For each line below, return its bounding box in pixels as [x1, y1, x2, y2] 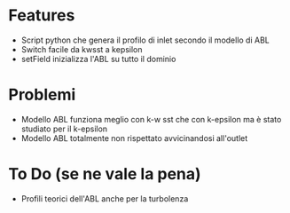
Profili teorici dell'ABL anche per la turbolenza [20, 193, 189, 204]
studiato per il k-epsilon [20, 123, 108, 134]
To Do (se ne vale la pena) [8, 164, 201, 185]
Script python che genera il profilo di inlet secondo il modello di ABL [20, 35, 270, 45]
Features [8, 5, 75, 26]
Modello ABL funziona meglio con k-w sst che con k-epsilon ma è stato [20, 114, 282, 124]
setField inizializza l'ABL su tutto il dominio [20, 53, 176, 64]
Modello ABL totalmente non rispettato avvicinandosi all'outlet [20, 132, 248, 143]
